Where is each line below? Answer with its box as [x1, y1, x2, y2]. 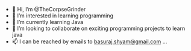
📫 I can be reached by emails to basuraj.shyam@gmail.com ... [11, 38, 168, 45]
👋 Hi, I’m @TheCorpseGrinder [11, 6, 86, 13]
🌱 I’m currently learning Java [11, 19, 84, 25]
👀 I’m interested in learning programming [11, 12, 113, 19]
